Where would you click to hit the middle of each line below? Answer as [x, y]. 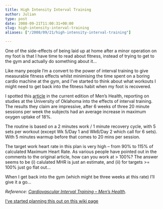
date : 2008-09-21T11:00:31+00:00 [39, 23]
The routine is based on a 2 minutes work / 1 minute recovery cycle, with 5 [81, 126]
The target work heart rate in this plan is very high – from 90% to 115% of [79, 146]
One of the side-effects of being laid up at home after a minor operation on [81, 51]
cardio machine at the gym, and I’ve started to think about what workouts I [81, 81]
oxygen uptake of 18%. [28, 117]
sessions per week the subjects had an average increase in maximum [76, 112]
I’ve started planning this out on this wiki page [52, 201]
